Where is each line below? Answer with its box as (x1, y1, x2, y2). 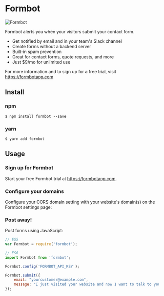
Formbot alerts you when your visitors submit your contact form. (5, 28, 135, 34)
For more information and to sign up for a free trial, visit (5, 68, 116, 74)
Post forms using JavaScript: (5, 228, 63, 234)
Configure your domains (5, 188, 64, 194)
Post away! (5, 216, 32, 223)
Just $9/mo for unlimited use (12, 59, 71, 65)
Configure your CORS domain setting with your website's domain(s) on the (5, 199, 155, 205)
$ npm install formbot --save (5, 114, 67, 119)
